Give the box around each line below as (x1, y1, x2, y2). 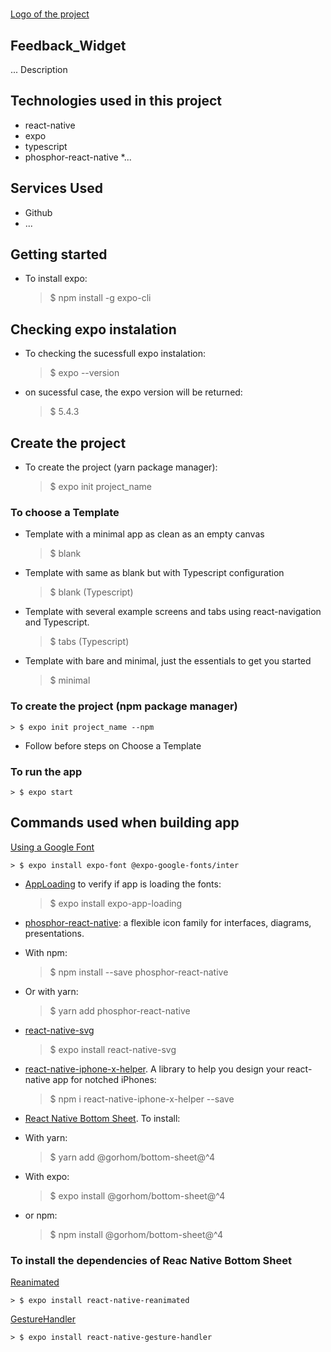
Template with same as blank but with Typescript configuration (24, 567, 285, 579)
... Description (10, 64, 68, 75)
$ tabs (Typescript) (49, 636, 130, 648)
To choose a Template (10, 505, 120, 519)
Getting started (10, 246, 108, 263)
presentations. (24, 927, 85, 939)
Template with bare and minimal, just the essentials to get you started (24, 655, 312, 667)
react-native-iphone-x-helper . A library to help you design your (24, 1063, 285, 1075)
